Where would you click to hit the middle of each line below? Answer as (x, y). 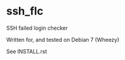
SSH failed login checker (37, 28)
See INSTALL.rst (27, 51)
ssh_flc (25, 11)
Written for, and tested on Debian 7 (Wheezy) (63, 39)
